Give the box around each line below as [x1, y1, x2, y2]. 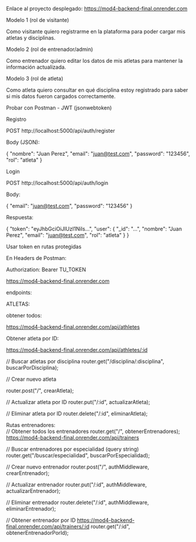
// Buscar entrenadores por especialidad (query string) [6, 445, 139, 453]
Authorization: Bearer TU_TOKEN [6, 266, 86, 273]
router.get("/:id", [90, 523, 130, 530]
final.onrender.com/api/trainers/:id [6, 523, 90, 530]
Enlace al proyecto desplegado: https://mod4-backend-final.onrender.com [6, 5, 188, 12]
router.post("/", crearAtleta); [6, 387, 74, 394]
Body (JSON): [6, 139, 40, 146]
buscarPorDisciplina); [6, 364, 59, 371]
